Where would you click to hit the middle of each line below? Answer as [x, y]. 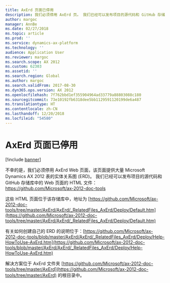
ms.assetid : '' [21, 72]
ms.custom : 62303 [24, 66]
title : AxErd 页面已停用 [30, 10]
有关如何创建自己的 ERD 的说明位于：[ [45, 231]
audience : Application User [35, 52]
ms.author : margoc [25, 81]
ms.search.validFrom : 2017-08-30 [40, 85]
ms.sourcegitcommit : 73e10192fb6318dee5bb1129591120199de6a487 [73, 99]
